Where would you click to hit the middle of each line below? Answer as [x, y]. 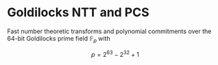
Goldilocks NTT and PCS [78, 13]
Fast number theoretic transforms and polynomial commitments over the [109, 31]
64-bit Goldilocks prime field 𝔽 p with [59, 39]
